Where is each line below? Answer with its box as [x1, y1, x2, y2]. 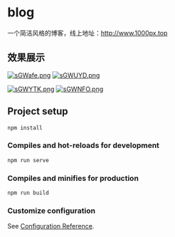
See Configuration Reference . [7, 222, 95, 231]
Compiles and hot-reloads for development [7, 140, 160, 150]
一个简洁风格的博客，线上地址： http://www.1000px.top [7, 28, 168, 37]
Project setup [7, 105, 69, 117]
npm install [7, 124, 43, 132]
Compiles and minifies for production [7, 173, 139, 183]
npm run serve [7, 157, 50, 164]
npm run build [7, 189, 50, 196]
